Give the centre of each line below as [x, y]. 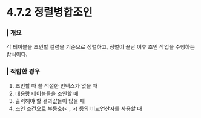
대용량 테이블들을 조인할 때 [47, 93]
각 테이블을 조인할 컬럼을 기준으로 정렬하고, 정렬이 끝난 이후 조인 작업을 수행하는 [101, 47]
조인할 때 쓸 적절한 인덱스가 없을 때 [56, 85]
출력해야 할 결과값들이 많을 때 [50, 101]
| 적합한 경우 [23, 72]
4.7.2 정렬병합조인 [49, 12]
